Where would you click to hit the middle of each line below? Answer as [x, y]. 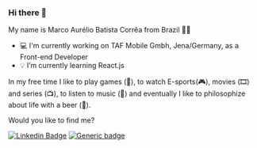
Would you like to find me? [52, 120]
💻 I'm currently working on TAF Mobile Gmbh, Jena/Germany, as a [129, 46]
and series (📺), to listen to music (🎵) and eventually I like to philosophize [127, 93]
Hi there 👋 [28, 13]
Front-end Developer [54, 57]
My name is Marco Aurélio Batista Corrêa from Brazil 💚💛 [100, 30]
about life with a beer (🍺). [50, 105]
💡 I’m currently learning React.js [72, 66]
